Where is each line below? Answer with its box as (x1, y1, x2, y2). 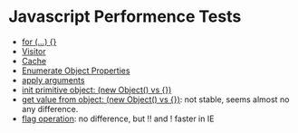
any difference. (21, 103, 79, 114)
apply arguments (21, 74, 85, 85)
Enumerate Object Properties (21, 65, 130, 76)
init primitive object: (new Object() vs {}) (21, 84, 172, 95)
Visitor (21, 45, 46, 56)
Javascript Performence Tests (8, 6, 242, 27)
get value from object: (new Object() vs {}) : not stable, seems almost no (21, 93, 290, 105)
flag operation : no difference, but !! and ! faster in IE (21, 113, 215, 124)
